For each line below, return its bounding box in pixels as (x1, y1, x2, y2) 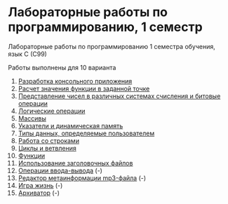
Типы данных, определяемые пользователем (18, 129, 155, 137)
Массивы (18, 114, 46, 123)
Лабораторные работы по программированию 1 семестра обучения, (8, 42, 216, 50)
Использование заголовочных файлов (18, 158, 133, 167)
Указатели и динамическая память (18, 121, 123, 130)
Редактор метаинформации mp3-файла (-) (18, 173, 147, 182)
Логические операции (18, 107, 86, 115)
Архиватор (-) (18, 189, 60, 197)
